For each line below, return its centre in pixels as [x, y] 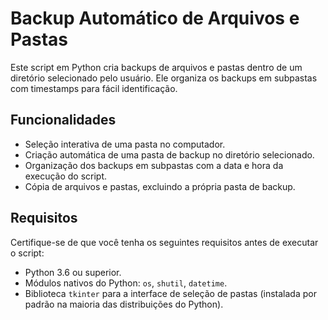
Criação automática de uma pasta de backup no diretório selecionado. [169, 154]
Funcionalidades [63, 120]
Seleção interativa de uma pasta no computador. [125, 144]
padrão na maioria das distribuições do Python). [124, 304]
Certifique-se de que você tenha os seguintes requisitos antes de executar [164, 242]
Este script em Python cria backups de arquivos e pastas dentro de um [156, 67]
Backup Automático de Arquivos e [155, 18]
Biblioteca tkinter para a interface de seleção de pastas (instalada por [170, 293]
